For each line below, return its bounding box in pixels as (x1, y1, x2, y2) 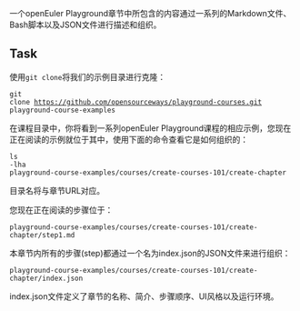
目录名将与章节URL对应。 (9, 185, 105, 196)
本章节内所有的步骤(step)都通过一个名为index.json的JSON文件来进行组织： (9, 247, 291, 258)
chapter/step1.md (9, 230, 75, 239)
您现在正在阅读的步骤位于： (9, 204, 114, 216)
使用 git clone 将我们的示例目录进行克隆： (9, 71, 166, 82)
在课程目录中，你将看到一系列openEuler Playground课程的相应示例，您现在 (9, 122, 292, 134)
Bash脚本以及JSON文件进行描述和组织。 (9, 19, 162, 30)
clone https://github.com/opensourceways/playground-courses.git (9, 97, 262, 106)
